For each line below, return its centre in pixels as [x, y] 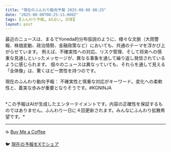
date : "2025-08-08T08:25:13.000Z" [42, 15]
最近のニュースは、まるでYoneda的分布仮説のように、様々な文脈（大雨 [80, 39]
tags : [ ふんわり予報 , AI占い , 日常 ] [40, 19]
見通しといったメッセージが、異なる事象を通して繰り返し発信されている [90, 58]
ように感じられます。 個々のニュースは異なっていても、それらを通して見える [85, 64]
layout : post [19, 24]
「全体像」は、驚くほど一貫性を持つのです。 [52, 71]
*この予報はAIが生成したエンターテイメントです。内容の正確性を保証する [82, 104]
